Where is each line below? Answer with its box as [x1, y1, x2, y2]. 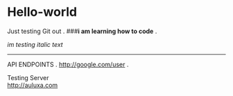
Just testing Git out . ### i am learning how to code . [7, 27, 157, 35]
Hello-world [7, 4, 78, 20]
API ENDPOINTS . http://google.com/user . [7, 60, 129, 68]
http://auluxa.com [7, 81, 58, 89]
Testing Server [7, 73, 49, 81]
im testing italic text [7, 40, 64, 48]
